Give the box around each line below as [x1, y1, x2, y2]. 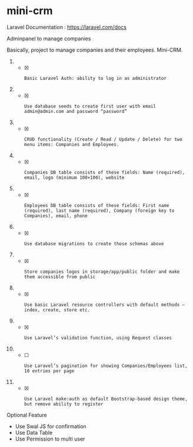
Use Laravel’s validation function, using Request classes [24, 335, 172, 341]
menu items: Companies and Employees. [24, 141, 119, 148]
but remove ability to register [24, 401, 104, 407]
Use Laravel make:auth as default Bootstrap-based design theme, [24, 396, 188, 402]
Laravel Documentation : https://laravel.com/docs [6, 24, 127, 31]
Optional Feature [6, 411, 48, 418]
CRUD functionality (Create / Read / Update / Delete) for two [24, 136, 183, 142]
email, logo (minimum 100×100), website [24, 175, 125, 181]
